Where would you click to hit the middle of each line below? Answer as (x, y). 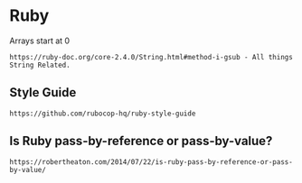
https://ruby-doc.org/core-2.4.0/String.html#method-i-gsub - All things (151, 57)
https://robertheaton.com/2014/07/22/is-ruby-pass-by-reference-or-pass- (151, 162)
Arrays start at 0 (40, 41)
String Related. (40, 65)
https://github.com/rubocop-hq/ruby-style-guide (103, 114)
